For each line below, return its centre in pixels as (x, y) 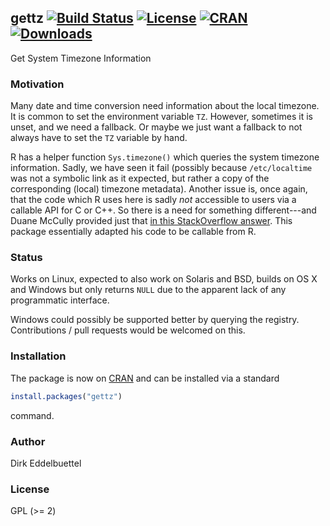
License (30, 489)
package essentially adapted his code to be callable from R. (133, 232)
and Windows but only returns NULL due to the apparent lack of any (148, 290)
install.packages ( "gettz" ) (66, 396)
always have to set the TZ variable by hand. (99, 138)
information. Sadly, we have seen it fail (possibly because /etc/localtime (161, 168)
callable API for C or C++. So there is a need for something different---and (163, 210)
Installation (38, 356)
